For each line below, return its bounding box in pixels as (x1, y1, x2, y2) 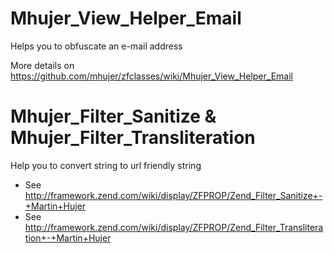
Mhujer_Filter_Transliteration (10, 127, 256, 149)
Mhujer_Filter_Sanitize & (10, 105, 217, 128)
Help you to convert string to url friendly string (10, 159, 202, 171)
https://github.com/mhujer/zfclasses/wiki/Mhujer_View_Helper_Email (10, 70, 293, 82)
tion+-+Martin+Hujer (24, 232, 112, 244)
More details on (10, 59, 75, 71)
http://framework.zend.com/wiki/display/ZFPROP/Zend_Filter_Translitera (24, 221, 324, 233)
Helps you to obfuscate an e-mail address (10, 40, 183, 52)
